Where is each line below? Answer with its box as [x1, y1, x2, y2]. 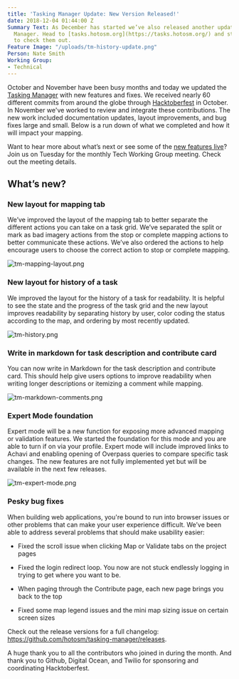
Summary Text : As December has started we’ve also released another [7, 24, 215, 31]
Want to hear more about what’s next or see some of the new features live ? [7, 142, 228, 150]
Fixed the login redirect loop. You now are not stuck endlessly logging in [17, 563, 230, 571]
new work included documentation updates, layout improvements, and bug [7, 113, 227, 122]
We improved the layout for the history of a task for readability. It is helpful [7, 294, 225, 302]
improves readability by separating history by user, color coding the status [7, 309, 225, 317]
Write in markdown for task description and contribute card [7, 348, 217, 358]
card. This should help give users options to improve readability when [7, 371, 212, 380]
